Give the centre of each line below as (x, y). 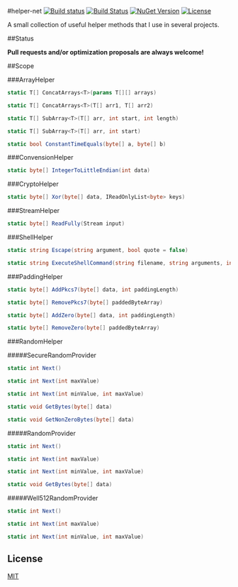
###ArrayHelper (31, 79)
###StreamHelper (34, 211)
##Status (21, 38)
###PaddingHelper (35, 276)
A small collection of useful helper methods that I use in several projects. (113, 24)
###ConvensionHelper (40, 158)
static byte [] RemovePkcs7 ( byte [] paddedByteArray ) (85, 302)
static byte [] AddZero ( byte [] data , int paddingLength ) (91, 315)
